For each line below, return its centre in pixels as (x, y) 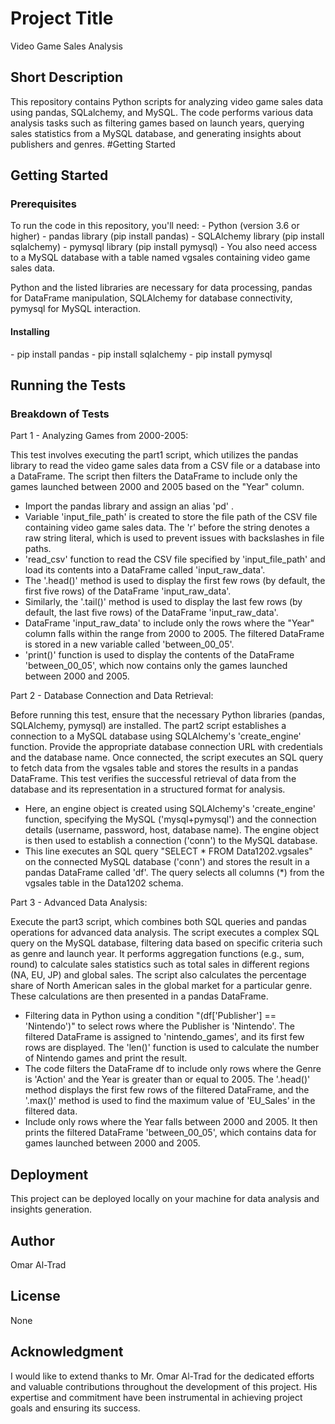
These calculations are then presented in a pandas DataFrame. (139, 996)
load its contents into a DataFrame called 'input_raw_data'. (145, 570)
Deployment (49, 1174)
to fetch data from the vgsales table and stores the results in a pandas (154, 768)
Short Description (67, 77)
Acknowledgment (67, 1352)
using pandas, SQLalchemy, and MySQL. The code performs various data (162, 112)
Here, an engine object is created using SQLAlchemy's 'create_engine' (170, 809)
